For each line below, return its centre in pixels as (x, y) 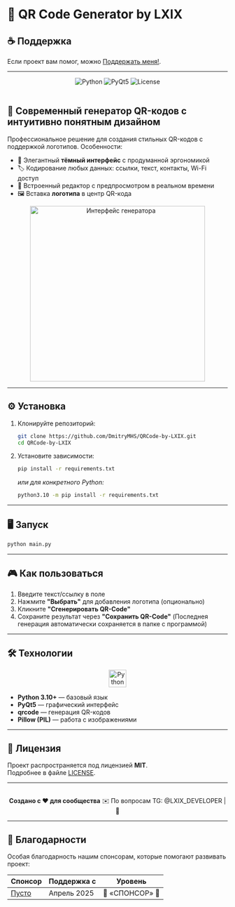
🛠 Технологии (40, 653)
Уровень (131, 882)
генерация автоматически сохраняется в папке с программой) (112, 623)
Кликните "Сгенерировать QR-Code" (74, 609)
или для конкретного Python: (61, 482)
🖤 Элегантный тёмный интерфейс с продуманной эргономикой (113, 160)
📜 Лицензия (34, 748)
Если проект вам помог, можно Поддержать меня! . (84, 61)
